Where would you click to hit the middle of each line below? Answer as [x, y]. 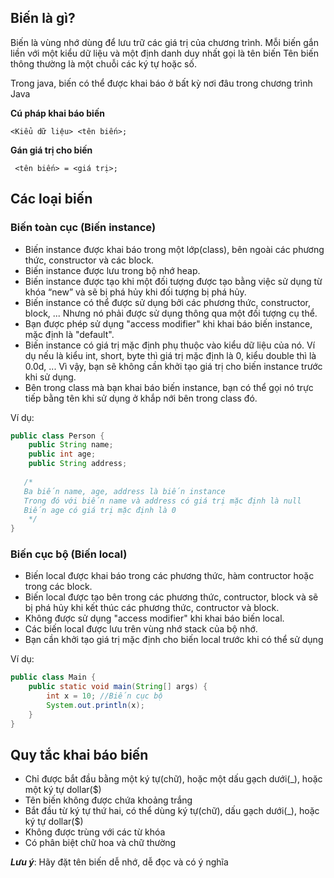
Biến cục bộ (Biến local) [69, 554]
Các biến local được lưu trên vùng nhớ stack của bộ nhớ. [141, 629]
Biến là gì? [43, 18]
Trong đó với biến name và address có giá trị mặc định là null [162, 501]
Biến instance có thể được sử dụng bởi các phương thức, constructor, [167, 302]
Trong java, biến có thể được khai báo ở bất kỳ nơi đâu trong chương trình [161, 83]
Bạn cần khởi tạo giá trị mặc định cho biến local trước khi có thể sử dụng [174, 640]
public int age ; [62, 454]
